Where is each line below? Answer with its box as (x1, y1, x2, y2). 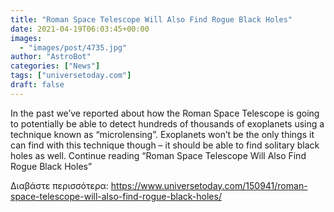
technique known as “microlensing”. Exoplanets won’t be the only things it (10, 128, 315, 140)
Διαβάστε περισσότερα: (10, 179, 109, 191)
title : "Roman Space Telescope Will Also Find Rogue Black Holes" (10, 14, 293, 25)
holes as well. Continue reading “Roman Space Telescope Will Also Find (10, 149, 307, 161)
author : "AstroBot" (10, 52, 92, 62)
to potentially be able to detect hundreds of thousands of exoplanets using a (10, 117, 325, 130)
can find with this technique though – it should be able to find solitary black (10, 139, 320, 151)
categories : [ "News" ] (10, 61, 101, 71)
